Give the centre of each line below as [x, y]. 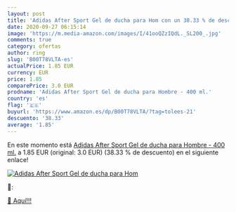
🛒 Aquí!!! [20, 200]
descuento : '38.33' [36, 118]
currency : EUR [28, 72]
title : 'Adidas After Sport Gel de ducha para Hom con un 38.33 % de [111, 20]
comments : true [29, 40]
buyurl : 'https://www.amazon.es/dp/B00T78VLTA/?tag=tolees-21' [102, 112]
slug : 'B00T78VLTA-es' [40, 60]
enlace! [18, 159]
